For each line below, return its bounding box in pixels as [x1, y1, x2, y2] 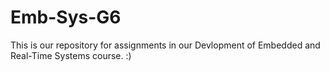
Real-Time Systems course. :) [10, 49, 132, 61]
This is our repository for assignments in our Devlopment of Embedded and [10, 39, 321, 51]
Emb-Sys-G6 [10, 6, 122, 29]
